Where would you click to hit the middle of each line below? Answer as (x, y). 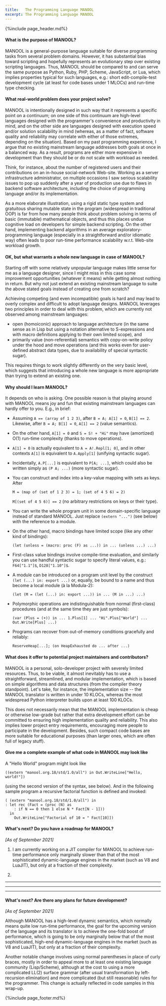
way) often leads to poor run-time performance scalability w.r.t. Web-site (79, 240)
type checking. (20, 88)
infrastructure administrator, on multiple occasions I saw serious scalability (81, 178)
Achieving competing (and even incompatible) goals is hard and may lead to (83, 299)
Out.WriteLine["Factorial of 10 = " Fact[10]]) (64, 818)
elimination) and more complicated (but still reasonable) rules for (91, 978)
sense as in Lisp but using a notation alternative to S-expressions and (83, 329)
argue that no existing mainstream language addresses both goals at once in (83, 147)
